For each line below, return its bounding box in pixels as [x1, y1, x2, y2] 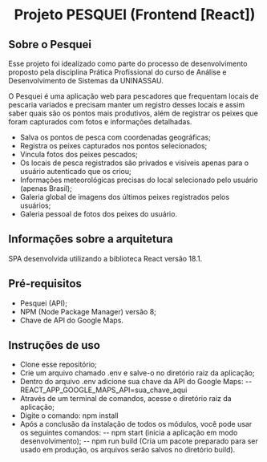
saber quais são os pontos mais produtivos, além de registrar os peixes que [8, 108, 258, 118]
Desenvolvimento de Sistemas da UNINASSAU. [8, 76, 164, 85]
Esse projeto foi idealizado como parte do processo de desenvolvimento [8, 59, 248, 68]
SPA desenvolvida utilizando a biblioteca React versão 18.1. [8, 253, 203, 263]
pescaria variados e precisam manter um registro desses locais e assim [8, 100, 245, 109]
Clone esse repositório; [19, 359, 98, 370]
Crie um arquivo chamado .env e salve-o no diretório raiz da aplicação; [19, 368, 255, 378]
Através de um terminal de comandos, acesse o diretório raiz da [19, 394, 232, 403]
